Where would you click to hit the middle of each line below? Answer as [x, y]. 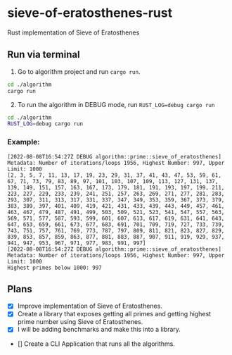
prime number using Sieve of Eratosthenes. [80, 322]
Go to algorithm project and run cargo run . [79, 71]
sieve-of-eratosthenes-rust [90, 13]
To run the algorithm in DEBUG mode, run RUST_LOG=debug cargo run [116, 104]
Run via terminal [44, 55]
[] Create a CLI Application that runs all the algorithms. [96, 344]
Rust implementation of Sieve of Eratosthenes [73, 32]
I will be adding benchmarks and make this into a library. [99, 330]
